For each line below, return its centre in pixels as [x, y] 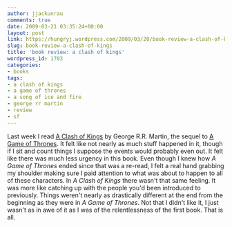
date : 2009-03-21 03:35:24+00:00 [55, 26]
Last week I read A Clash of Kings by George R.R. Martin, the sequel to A [110, 136]
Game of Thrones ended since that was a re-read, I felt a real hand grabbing [116, 165]
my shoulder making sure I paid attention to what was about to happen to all [115, 173]
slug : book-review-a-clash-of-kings [60, 46]
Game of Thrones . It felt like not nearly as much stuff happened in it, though [115, 143]
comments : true [29, 20]
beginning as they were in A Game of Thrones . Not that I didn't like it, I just [113, 202]
